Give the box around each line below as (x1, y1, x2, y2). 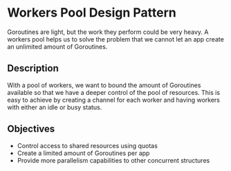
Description (7, 62, 59, 74)
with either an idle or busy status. (7, 102, 102, 111)
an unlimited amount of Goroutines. (7, 42, 108, 51)
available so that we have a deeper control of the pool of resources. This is (7, 88, 220, 96)
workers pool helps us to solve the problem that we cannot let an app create (7, 35, 225, 43)
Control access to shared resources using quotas (17, 141, 158, 150)
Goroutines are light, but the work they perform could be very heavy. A (7, 28, 209, 36)
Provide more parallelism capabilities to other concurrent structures (17, 156, 210, 164)
